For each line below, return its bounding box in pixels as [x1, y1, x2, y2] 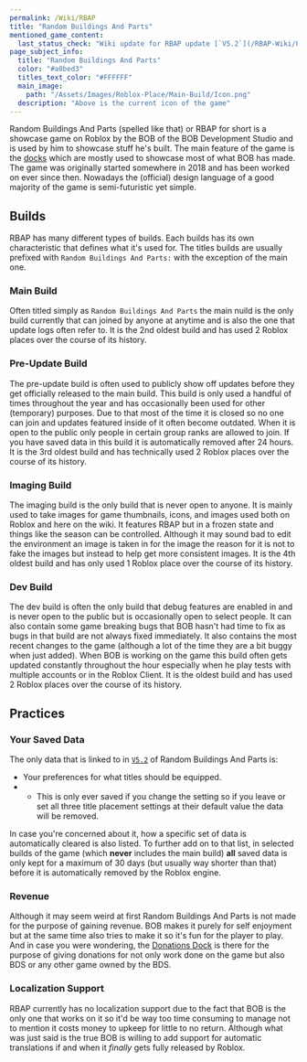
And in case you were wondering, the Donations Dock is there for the [9, 939, 270, 951]
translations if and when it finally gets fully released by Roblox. [9, 1042, 246, 1053]
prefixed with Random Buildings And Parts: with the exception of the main [9, 252, 288, 263]
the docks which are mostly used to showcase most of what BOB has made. [9, 153, 296, 164]
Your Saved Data [9, 733, 85, 746]
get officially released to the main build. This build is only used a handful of [9, 388, 292, 399]
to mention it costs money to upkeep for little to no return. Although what [9, 1022, 283, 1034]
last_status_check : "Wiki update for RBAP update [17, 38, 210, 48]
